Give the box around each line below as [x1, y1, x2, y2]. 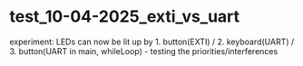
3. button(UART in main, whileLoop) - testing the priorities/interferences [9, 45, 279, 56]
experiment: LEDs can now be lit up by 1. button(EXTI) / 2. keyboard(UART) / [9, 36, 295, 47]
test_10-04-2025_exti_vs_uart [9, 6, 240, 27]
